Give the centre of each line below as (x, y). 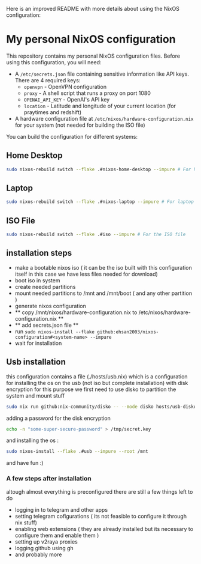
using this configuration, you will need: (54, 62)
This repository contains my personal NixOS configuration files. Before (93, 56)
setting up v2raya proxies (46, 541)
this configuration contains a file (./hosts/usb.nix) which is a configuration (97, 376)
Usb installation (36, 362)
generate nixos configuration (51, 306)
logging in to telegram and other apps (61, 509)
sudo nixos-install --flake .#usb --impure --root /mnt (77, 452)
